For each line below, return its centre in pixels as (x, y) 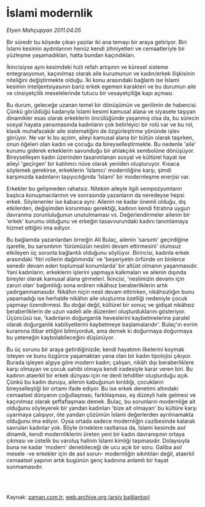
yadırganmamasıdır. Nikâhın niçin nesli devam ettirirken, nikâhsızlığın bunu (100, 292)
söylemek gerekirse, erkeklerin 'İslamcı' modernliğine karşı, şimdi (89, 170)
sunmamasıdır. (25, 466)
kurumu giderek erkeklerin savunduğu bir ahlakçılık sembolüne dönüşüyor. (101, 150)
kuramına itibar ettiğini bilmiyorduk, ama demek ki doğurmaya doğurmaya (99, 331)
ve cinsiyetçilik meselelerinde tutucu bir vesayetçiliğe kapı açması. (90, 93)
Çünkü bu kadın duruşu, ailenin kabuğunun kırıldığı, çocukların (85, 382)
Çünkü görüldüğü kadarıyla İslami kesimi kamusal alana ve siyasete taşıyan (101, 111)
